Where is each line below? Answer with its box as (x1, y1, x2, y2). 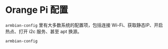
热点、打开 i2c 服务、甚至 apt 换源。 (5, 28, 82, 34)
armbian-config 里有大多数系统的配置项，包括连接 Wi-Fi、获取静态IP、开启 (5, 22, 163, 28)
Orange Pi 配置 (5, 4, 68, 16)
